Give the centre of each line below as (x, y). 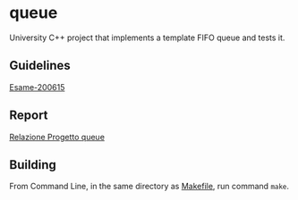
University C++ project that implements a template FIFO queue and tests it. (147, 37)
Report (29, 116)
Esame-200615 (37, 87)
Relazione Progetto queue (57, 137)
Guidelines (40, 66)
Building (33, 165)
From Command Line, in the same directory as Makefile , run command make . (149, 187)
